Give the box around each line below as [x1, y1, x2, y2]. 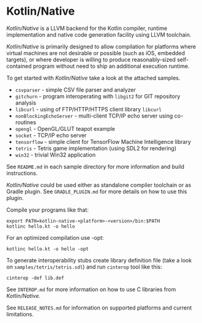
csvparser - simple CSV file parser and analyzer [15, 86, 137, 93]
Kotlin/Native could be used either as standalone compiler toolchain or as [6, 181, 192, 188]
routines [15, 118, 37, 126]
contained [6, 62, 32, 70]
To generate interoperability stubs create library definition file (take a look [6, 256, 192, 264]
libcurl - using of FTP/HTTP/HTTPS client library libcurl [15, 105, 162, 113]
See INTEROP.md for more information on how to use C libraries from [6, 286, 176, 293]
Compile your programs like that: [6, 206, 89, 213]
